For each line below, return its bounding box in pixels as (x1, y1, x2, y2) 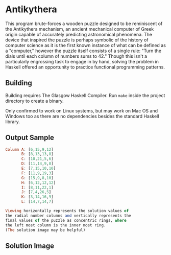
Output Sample (5, 133, 55, 142)
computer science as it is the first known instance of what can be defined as (5, 42, 166, 48)
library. (5, 119, 20, 125)
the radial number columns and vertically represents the (5, 213, 131, 218)
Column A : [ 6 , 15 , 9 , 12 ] (5, 147, 54, 152)
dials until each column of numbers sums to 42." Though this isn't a (5, 53, 147, 59)
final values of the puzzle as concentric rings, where (5, 218, 127, 223)
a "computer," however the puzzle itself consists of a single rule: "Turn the (5, 48, 162, 54)
